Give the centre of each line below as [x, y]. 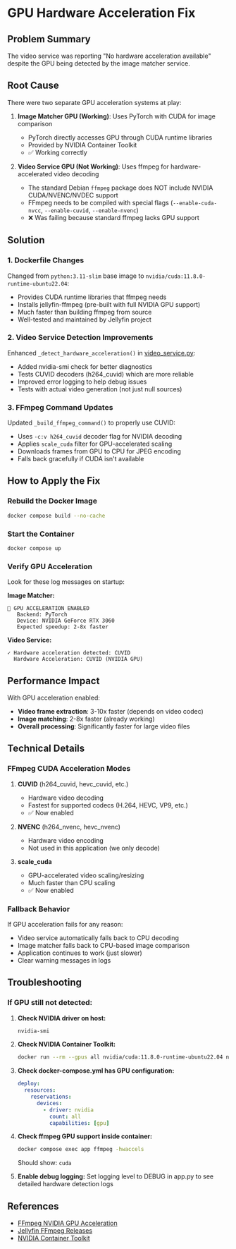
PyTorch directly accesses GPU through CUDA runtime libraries [120, 137]
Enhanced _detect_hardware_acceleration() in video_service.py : [101, 353]
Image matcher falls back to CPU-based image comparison [104, 945]
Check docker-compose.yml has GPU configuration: [96, 1071]
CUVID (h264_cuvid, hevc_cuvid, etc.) [73, 784]
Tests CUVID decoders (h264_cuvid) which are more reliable [105, 374]
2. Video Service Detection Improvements [80, 338]
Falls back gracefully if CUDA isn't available [81, 459]
